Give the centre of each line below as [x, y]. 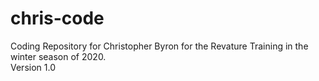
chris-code [57, 18]
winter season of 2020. [58, 56]
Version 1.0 [33, 67]
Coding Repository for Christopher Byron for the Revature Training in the [159, 46]
